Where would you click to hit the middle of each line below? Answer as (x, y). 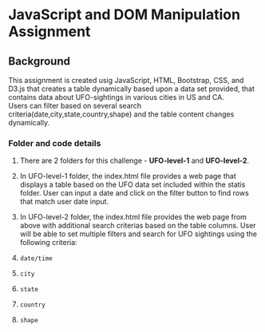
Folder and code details (55, 143)
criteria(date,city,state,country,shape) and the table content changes (121, 114)
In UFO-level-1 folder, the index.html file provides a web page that (128, 176)
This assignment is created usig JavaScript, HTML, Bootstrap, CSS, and (126, 80)
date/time (36, 259)
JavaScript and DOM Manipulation (125, 15)
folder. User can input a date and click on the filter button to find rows (134, 193)
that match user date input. (64, 202)
